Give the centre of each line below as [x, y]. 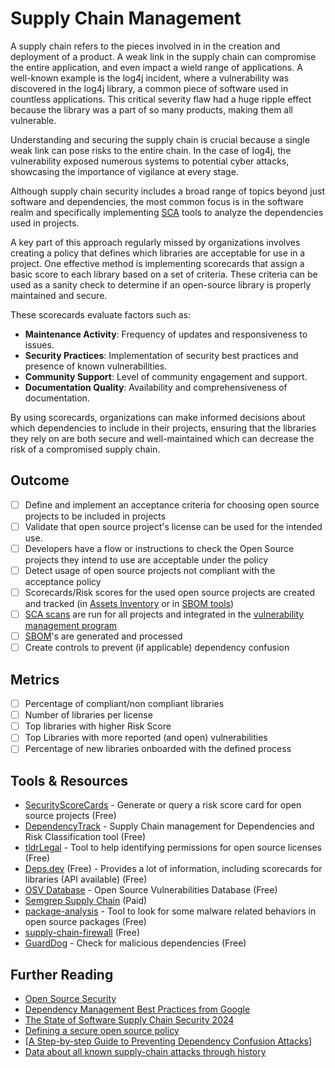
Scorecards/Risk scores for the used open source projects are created [170, 592]
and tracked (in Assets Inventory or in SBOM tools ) [129, 604]
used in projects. [45, 223]
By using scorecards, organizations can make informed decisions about [158, 417]
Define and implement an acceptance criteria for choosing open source [172, 504]
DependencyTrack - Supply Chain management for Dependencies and [169, 826]
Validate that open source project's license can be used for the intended [173, 526]
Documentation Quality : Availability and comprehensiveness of [156, 387]
